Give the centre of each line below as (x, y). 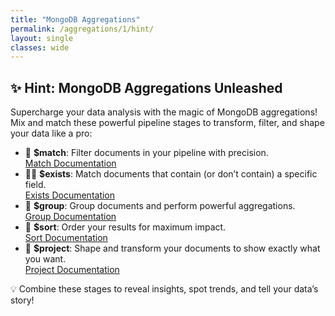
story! (22, 300)
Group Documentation (70, 217)
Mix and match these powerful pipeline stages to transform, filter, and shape (167, 123)
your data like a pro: (51, 133)
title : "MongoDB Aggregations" (75, 19)
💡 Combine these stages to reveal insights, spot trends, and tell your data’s (164, 289)
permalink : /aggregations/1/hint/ (82, 29)
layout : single (42, 38)
